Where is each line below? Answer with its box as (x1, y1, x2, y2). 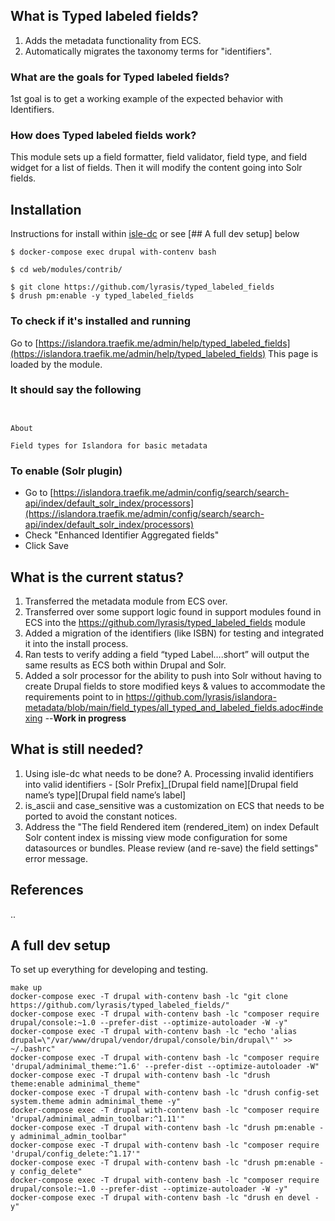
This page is (268, 347, 319, 359)
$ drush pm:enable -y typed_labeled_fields (10, 291, 195, 301)
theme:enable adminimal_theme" (10, 1079, 141, 1089)
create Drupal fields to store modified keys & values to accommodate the (24, 680, 326, 692)
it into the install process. (24, 637, 129, 649)
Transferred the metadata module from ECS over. (24, 595, 228, 607)
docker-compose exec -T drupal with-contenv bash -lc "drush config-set (10, 1088, 320, 1098)
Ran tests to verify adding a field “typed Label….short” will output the (24, 648, 310, 660)
